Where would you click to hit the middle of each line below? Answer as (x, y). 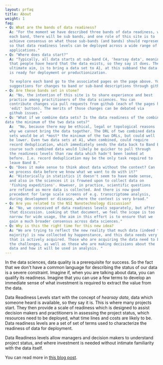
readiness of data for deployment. (39, 329)
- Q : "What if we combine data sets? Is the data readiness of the (75, 117)
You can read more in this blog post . (41, 358)
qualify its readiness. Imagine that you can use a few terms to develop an (78, 278)
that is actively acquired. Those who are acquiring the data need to (82, 239)
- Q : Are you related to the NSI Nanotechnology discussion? (68, 203)
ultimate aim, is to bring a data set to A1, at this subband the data (83, 68)
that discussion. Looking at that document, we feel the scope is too (82, 212)
